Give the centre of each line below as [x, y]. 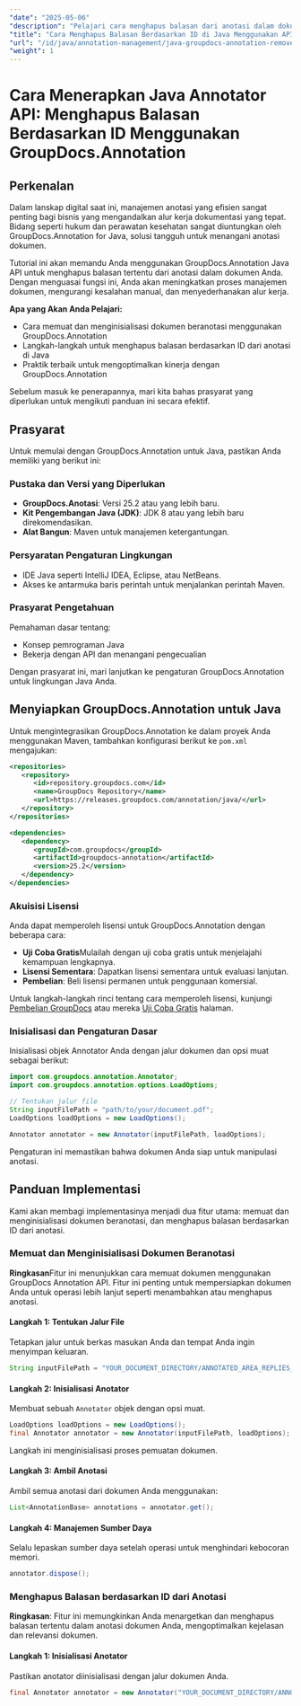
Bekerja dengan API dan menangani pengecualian [114, 654]
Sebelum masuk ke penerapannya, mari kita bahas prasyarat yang [131, 392]
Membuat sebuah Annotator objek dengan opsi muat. [107, 1409]
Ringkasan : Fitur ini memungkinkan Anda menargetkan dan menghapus [142, 1616]
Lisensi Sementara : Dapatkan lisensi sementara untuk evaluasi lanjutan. [155, 972]
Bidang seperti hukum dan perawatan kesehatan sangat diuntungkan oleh [146, 226]
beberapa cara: [38, 935]
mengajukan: [33, 750]
